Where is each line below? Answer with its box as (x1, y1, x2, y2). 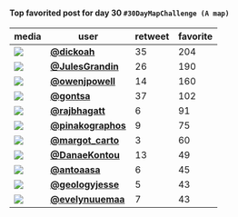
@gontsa (49, 90, 91, 103)
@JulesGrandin (49, 60, 120, 73)
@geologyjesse (49, 178, 120, 191)
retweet (134, 30, 170, 43)
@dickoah (49, 45, 95, 58)
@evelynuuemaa (49, 193, 125, 206)
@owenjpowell (49, 75, 116, 88)
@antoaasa (49, 163, 101, 176)
